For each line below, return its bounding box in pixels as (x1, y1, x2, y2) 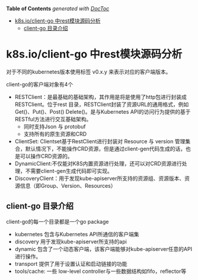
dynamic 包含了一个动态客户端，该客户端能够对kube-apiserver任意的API (14, 245, 193, 252)
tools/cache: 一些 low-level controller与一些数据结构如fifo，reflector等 (14, 268, 187, 275)
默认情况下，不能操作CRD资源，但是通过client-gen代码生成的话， (25, 145, 186, 152)
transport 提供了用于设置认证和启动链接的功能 (14, 260, 127, 267)
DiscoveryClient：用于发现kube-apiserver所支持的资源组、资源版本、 (14, 175, 185, 182)
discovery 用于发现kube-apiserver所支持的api (14, 238, 127, 245)
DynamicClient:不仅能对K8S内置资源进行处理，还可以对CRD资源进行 (14, 160, 182, 167)
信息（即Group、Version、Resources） (20, 182, 116, 189)
